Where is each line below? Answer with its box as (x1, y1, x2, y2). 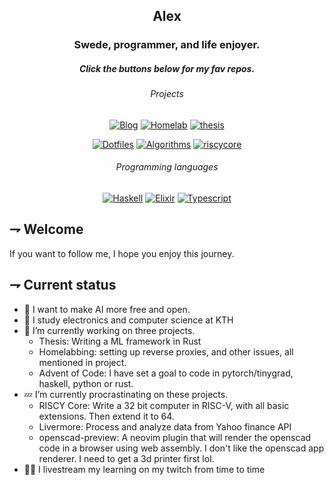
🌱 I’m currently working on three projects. (23, 324, 196, 336)
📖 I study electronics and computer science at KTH (23, 314, 234, 326)
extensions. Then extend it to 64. (38, 410, 175, 422)
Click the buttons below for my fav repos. (78, 62, 256, 74)
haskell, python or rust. (38, 377, 134, 389)
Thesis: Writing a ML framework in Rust (38, 335, 202, 347)
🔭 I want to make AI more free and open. (23, 303, 191, 315)
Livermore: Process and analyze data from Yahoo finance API (38, 420, 292, 433)
